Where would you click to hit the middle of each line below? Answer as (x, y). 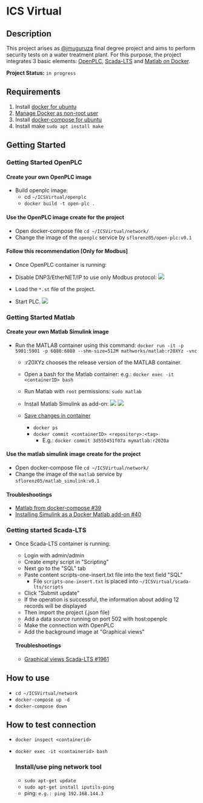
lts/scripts (48, 587)
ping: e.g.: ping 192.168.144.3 (64, 793)
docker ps (45, 428)
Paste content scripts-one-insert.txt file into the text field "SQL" (103, 574)
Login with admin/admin (54, 555)
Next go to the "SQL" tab (55, 568)
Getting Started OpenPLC (45, 162)
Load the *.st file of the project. (55, 289)
